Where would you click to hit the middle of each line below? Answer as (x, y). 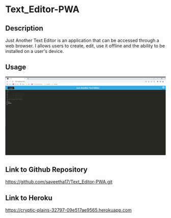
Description (24, 28)
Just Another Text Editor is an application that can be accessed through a (82, 40)
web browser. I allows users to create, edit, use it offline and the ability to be (85, 46)
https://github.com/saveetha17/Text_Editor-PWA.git (59, 182)
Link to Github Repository (47, 169)
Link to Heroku (29, 198)
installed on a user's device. (35, 51)
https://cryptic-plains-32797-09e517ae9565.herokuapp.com (68, 210)
